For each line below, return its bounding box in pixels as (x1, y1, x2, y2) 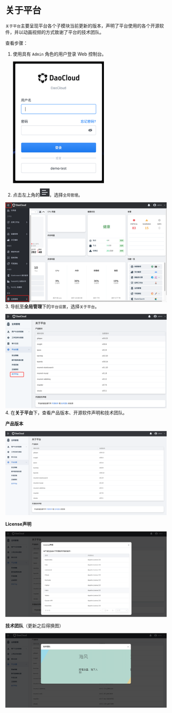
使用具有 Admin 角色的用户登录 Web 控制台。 (12, 51, 106, 57)
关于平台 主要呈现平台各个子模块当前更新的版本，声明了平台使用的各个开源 (5, 23, 160, 29)
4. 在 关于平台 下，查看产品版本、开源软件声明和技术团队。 (5, 409, 127, 416)
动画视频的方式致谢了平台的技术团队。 (23, 29, 104, 35)
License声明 (5, 521, 32, 527)
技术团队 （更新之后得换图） (5, 622, 64, 629)
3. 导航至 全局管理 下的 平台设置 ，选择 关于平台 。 (5, 303, 100, 310)
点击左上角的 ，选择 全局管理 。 (12, 191, 83, 198)
